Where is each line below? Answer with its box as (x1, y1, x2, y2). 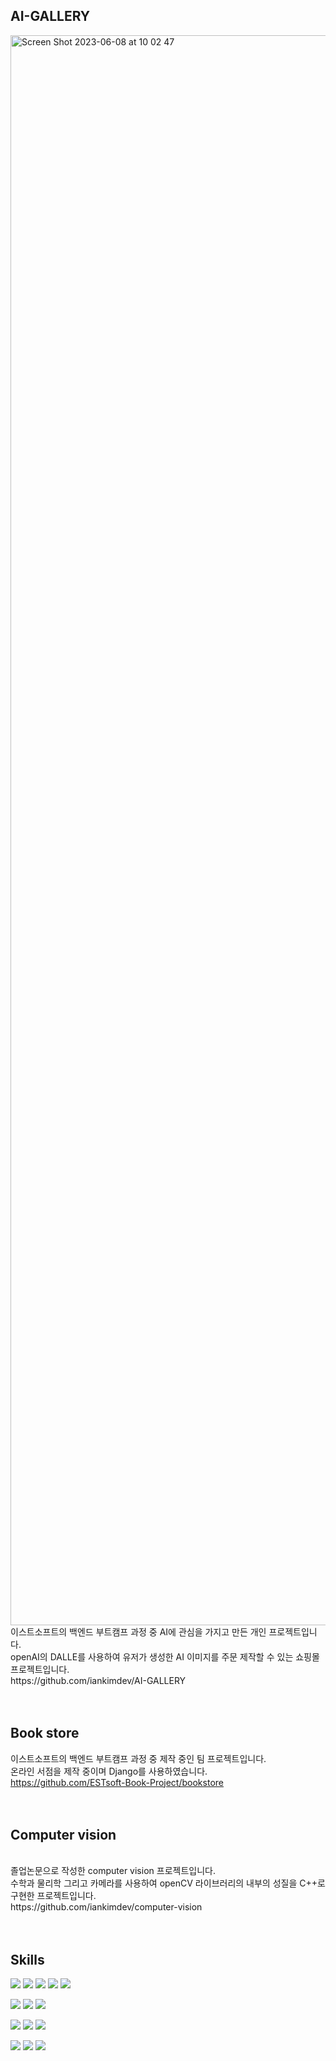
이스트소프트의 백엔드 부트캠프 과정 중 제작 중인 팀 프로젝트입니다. (10, 1752, 267, 1764)
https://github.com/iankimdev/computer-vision (10, 1901, 203, 1913)
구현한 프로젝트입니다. (10, 1890, 97, 1902)
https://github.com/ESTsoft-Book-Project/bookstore (10, 1776, 224, 1788)
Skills (10, 1951, 45, 1968)
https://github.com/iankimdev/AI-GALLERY (10, 1674, 187, 1686)
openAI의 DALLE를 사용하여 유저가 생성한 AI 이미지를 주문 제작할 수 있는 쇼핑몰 (10, 1650, 320, 1663)
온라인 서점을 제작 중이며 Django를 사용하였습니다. (10, 1765, 208, 1777)
